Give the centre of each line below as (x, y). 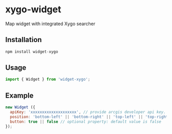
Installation (24, 40)
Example (19, 95)
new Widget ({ (20, 107)
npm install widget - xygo (32, 52)
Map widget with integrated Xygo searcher (50, 24)
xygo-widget (33, 9)
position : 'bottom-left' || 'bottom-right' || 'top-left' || (77, 117)
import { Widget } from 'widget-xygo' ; (48, 80)
